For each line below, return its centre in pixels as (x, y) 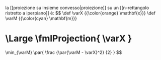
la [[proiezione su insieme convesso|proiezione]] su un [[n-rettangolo (77, 8)
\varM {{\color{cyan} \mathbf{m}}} (41, 18)
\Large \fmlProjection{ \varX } (69, 39)
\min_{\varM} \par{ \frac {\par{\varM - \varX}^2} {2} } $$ (64, 52)
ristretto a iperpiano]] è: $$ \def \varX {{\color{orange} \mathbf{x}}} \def (80, 13)
